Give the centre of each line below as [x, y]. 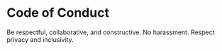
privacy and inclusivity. [40, 39]
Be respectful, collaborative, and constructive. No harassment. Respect [111, 32]
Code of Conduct [58, 13]
